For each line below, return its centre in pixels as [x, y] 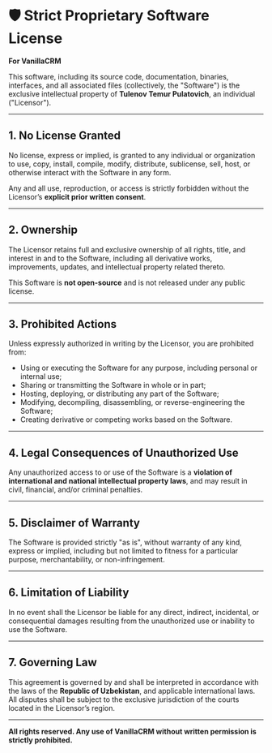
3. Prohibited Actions [63, 324]
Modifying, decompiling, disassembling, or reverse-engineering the [132, 402]
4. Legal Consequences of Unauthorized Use [123, 452]
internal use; [41, 376]
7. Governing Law [53, 663]
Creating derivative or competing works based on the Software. [126, 420]
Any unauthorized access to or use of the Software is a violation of [121, 472]
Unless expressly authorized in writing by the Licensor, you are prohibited [131, 344]
